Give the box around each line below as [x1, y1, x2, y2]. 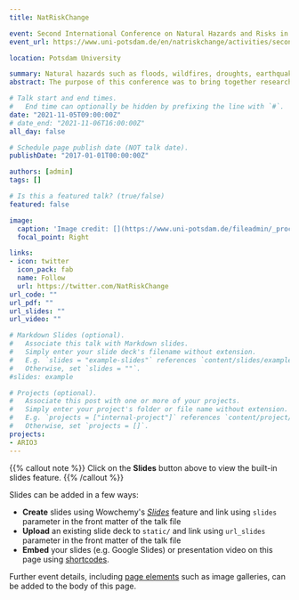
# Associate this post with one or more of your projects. [9, 397, 241, 406]
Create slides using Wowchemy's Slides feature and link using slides [21, 507, 278, 517]
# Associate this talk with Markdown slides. [9, 339, 190, 348]
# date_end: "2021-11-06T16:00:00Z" [9, 118, 145, 127]
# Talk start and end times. [9, 94, 117, 103]
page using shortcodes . [21, 554, 109, 564]
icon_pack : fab [17, 265, 74, 274]
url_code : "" [9, 290, 58, 299]
